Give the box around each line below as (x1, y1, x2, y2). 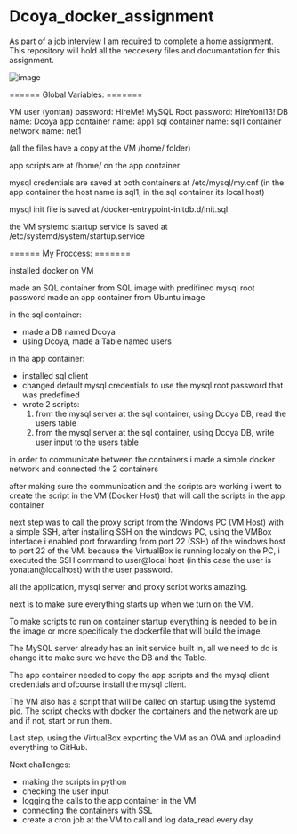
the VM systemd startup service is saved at (9, 221, 168, 232)
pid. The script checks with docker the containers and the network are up (9, 706, 278, 716)
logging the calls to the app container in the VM (21, 795, 197, 805)
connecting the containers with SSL (21, 805, 153, 815)
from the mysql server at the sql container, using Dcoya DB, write (35, 427, 275, 437)
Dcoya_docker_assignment (9, 6, 215, 27)
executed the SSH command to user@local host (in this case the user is (9, 554, 272, 565)
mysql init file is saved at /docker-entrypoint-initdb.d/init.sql (9, 203, 229, 215)
